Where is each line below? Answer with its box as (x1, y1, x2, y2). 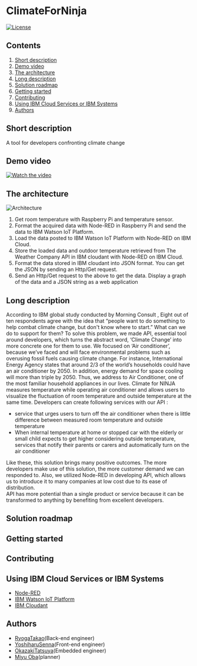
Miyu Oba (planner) (14, 653, 61, 660)
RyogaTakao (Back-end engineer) (14, 634, 95, 641)
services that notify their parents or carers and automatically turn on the (14, 442, 189, 448)
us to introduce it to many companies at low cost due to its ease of (6, 478, 168, 485)
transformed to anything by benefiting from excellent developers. (6, 496, 164, 503)
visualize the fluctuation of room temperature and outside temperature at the (6, 393, 192, 399)
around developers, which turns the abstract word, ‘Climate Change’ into (6, 336, 182, 343)
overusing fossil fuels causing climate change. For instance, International (6, 355, 183, 362)
